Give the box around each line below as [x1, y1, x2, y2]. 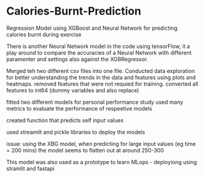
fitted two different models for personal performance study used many [6, 98, 184, 106]
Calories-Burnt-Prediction [6, 4, 141, 18]
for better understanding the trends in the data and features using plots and [6, 74, 196, 81]
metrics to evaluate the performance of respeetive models [6, 104, 152, 112]
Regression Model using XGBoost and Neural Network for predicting [6, 24, 178, 32]
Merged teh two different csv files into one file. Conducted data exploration [6, 67, 195, 74]
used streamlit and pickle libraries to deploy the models [6, 128, 146, 135]
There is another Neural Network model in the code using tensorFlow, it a [6, 43, 191, 50]
